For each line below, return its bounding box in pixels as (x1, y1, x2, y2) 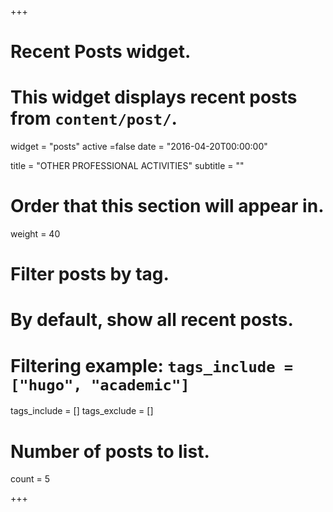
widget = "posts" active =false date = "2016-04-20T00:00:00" (10, 141, 268, 153)
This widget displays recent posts (10, 86, 298, 109)
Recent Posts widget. (10, 41, 192, 63)
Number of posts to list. (10, 440, 210, 463)
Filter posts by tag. (10, 263, 170, 286)
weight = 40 (10, 228, 61, 240)
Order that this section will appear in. (10, 195, 325, 218)
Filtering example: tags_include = (10, 354, 294, 377)
